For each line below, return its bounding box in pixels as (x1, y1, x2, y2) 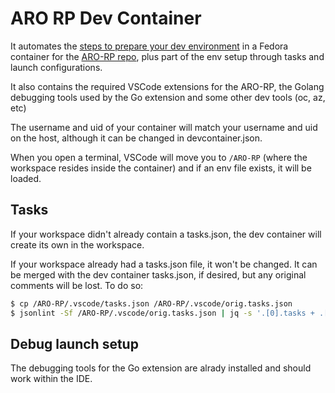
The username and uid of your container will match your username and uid (10, 121, 318, 133)
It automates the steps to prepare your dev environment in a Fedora (10, 40, 289, 52)
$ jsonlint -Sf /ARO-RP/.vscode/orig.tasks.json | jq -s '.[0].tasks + (10, 308, 315, 318)
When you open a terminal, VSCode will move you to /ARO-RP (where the (10, 151, 308, 163)
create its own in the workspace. (10, 238, 145, 251)
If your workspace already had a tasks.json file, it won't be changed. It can (10, 258, 318, 270)
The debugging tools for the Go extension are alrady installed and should (10, 362, 312, 374)
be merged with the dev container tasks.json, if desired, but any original (10, 268, 307, 281)
